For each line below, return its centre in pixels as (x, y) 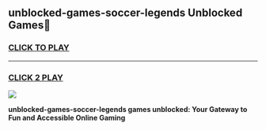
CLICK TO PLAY (39, 48)
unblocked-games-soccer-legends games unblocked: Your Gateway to (128, 109)
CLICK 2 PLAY (36, 77)
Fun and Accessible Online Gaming (67, 117)
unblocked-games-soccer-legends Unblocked (125, 13)
